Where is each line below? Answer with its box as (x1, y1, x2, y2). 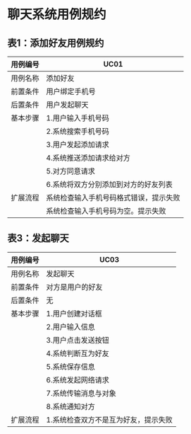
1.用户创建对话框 (46, 309, 102, 319)
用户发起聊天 (46, 100, 90, 110)
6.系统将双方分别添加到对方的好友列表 (46, 180, 173, 189)
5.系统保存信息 (46, 362, 95, 372)
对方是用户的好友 (46, 282, 104, 292)
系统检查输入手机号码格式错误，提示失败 (46, 193, 181, 202)
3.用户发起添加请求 (46, 139, 109, 149)
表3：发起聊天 (7, 232, 69, 244)
